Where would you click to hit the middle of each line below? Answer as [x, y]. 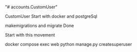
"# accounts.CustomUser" [31, 7]
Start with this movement [30, 35]
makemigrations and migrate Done [40, 26]
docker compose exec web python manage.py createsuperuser [68, 44]
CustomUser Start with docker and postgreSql [51, 16]
